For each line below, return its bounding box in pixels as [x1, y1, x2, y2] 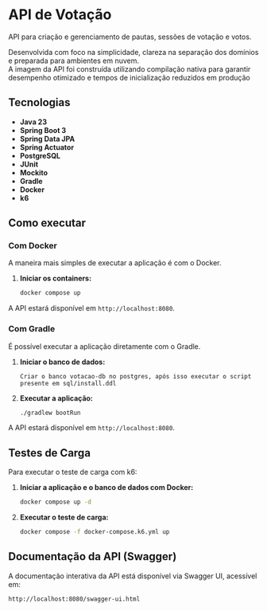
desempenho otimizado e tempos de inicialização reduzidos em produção [8, 72, 250, 82]
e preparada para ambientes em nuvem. [8, 56, 140, 65]
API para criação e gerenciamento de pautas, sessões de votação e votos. [8, 32, 252, 41]
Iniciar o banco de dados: [19, 357, 106, 366]
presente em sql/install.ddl [19, 379, 117, 387]
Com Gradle [8, 323, 56, 335]
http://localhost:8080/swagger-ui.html [8, 595, 141, 603]
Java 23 [19, 117, 48, 127]
